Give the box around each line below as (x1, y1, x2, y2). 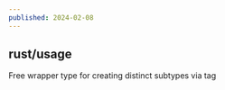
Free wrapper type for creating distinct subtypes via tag (8, 70, 217, 81)
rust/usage (8, 47, 73, 62)
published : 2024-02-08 (8, 13, 94, 22)
